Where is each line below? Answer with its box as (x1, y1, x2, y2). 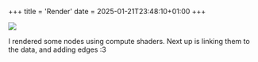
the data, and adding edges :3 (8, 45, 107, 54)
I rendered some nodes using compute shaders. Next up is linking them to (8, 37, 250, 46)
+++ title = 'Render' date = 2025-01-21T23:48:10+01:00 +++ (8, 7, 206, 16)
